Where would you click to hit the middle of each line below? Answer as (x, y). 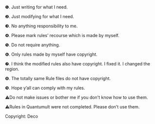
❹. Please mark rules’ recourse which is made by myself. (62, 35)
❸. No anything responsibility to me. (41, 26)
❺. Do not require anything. (32, 45)
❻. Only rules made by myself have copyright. (51, 54)
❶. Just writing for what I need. (37, 7)
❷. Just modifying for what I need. (39, 16)
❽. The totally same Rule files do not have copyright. (58, 78)
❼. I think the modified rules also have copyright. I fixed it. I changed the (77, 64)
